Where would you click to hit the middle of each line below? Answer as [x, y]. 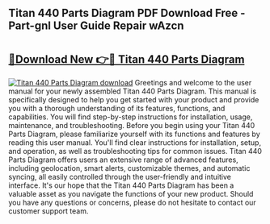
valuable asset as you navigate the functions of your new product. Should [131, 194]
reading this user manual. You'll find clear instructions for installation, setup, [135, 143]
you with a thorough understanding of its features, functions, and [117, 108]
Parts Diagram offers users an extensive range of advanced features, [123, 160]
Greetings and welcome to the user [193, 83]
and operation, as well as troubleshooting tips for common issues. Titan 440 [135, 151]
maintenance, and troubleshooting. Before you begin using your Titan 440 [132, 125]
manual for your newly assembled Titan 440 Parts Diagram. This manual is [133, 91]
